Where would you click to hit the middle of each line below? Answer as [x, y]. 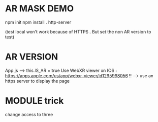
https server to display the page [37, 81]
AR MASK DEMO [39, 9]
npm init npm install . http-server [38, 22]
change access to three [29, 114]
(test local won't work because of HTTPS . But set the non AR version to [78, 31]
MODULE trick [34, 101]
